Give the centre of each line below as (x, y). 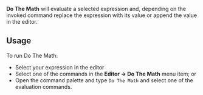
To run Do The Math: (32, 55)
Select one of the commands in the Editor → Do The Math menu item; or (105, 74)
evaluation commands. (43, 86)
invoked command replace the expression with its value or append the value (102, 15)
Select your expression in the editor (60, 67)
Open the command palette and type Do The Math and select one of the (104, 80)
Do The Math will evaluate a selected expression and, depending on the (96, 9)
